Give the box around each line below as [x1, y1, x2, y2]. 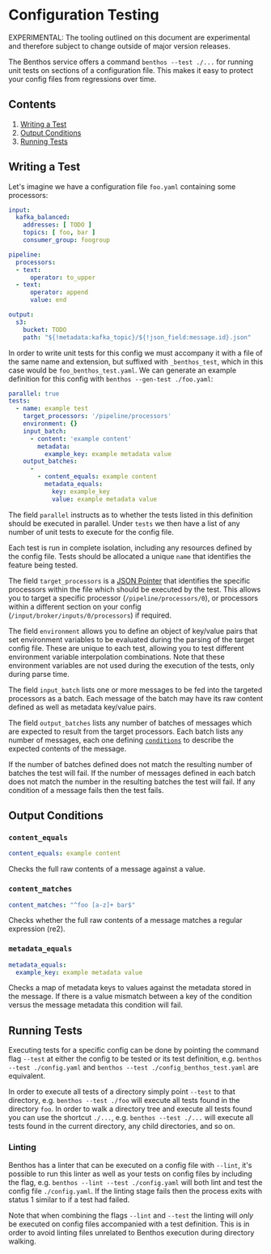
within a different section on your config [8, 601, 142, 611]
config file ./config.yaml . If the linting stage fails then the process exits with [8, 1186, 263, 1196]
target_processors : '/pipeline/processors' [23, 412, 172, 420]
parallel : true [8, 390, 60, 398]
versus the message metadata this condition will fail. [8, 1000, 184, 1010]
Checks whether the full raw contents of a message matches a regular [8, 916, 243, 925]
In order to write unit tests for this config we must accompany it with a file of [8, 347, 263, 358]
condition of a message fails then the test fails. [8, 785, 164, 795]
